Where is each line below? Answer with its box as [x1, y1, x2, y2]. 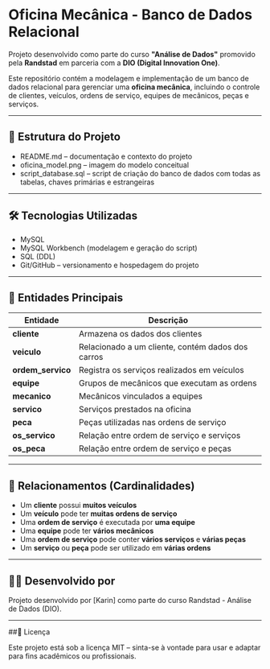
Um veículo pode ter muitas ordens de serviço [19, 509, 178, 518]
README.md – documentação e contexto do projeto [19, 151, 193, 161]
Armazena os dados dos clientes [79, 328, 202, 340]
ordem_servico [12, 365, 72, 376]
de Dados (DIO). [8, 604, 62, 613]
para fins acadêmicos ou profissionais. [8, 651, 137, 661]
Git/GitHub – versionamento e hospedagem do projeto [19, 260, 199, 270]
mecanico [12, 390, 51, 402]
